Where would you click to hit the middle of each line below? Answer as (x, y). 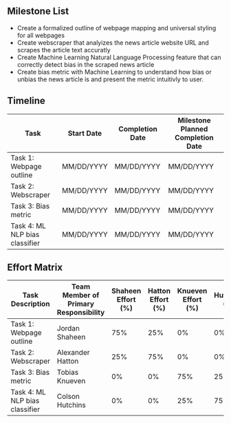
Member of (81, 296)
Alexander (74, 353)
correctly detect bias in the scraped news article (86, 64)
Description (30, 304)
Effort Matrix (35, 268)
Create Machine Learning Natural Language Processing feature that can (119, 57)
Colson (68, 397)
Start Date (85, 133)
